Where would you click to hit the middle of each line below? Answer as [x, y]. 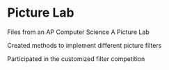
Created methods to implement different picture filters [84, 45]
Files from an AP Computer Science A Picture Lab [78, 32]
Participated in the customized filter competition [76, 59]
